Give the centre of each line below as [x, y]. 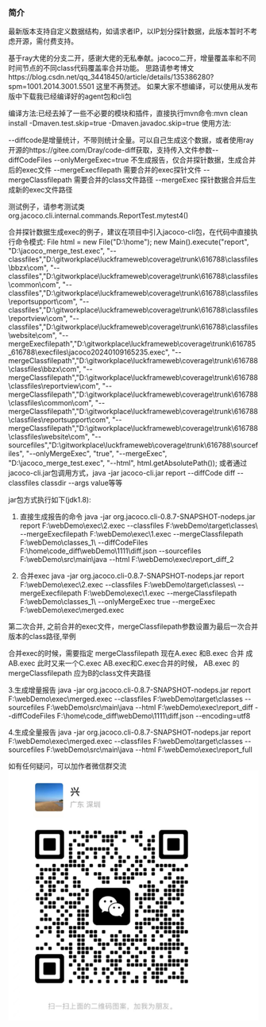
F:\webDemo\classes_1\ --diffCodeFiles [84, 543]
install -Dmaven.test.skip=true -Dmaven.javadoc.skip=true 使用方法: [120, 123]
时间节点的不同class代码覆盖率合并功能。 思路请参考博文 [101, 68]
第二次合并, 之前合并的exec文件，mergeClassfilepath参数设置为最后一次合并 [133, 626]
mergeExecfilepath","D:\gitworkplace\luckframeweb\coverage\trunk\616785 [132, 344]
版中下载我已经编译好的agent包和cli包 [70, 96]
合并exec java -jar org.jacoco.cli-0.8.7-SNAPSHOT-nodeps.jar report [132, 576]
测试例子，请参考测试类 [46, 207]
